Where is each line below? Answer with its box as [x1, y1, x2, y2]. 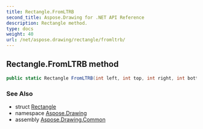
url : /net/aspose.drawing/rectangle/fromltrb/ [6, 37, 126, 43]
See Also [6, 89, 33, 98]
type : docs [6, 25, 34, 32]
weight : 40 [6, 31, 34, 37]
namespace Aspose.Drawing [14, 109, 87, 116]
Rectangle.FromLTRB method [6, 59, 119, 69]
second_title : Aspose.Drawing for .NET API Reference [6, 14, 145, 20]
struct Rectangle [14, 103, 56, 110]
